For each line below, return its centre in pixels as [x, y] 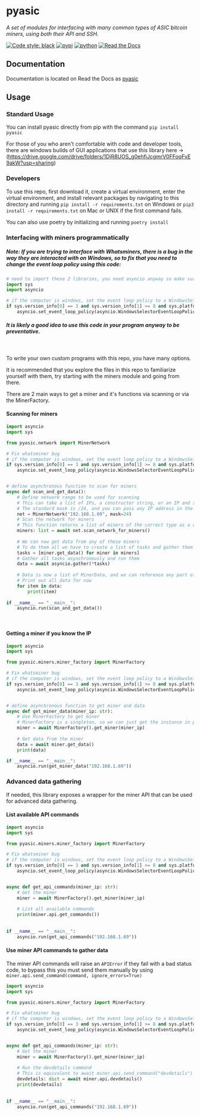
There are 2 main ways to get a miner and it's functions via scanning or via [98, 394]
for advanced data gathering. [42, 801]
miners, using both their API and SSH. [52, 33]
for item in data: [40, 586]
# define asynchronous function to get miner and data [76, 706]
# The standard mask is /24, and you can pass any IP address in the [105, 508]
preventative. [23, 332]
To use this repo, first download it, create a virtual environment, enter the [96, 191]
